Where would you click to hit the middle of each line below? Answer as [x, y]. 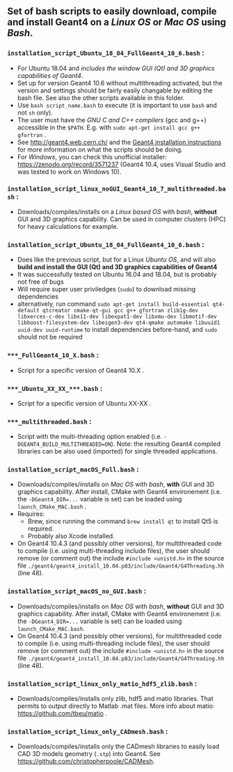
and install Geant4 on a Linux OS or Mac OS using [117, 23]
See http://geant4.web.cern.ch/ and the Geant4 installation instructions [119, 142]
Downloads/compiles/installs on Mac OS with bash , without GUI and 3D [121, 606]
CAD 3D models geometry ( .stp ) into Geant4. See [89, 754]
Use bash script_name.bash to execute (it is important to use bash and [117, 105]
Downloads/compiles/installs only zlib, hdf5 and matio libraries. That [115, 699]
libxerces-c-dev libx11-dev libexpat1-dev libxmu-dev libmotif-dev [117, 317]
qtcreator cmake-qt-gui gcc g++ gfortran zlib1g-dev [121, 311]
